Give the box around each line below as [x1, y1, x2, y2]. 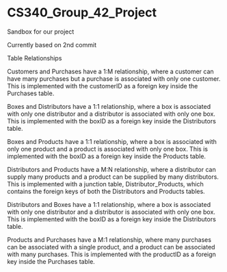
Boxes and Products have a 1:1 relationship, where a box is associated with [7, 137, 217, 145]
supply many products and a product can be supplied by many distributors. [7, 173, 219, 181]
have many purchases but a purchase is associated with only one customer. [7, 74, 221, 83]
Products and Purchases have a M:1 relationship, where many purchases [7, 235, 212, 244]
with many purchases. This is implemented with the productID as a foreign [7, 250, 217, 258]
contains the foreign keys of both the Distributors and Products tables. [7, 187, 205, 195]
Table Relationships [7, 53, 62, 62]
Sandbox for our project [7, 27, 75, 36]
